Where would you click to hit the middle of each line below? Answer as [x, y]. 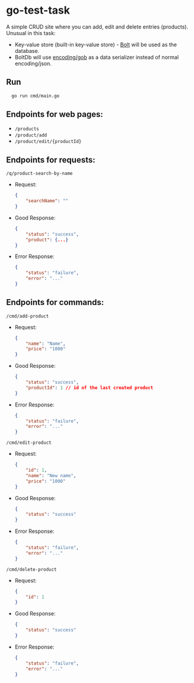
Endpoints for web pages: [55, 114]
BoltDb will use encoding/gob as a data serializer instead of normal [97, 57]
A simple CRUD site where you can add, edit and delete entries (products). [97, 27]
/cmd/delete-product [32, 569]
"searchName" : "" [47, 201]
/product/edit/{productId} [48, 142]
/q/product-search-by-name [39, 174]
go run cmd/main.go [36, 96]
